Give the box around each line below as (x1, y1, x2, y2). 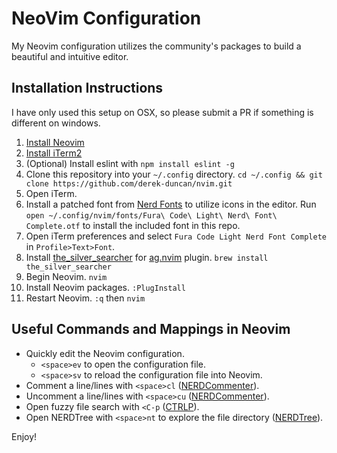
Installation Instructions (11, 80, 164, 97)
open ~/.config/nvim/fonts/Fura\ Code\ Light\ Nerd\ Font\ (25, 210, 278, 221)
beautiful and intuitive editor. (11, 50, 129, 62)
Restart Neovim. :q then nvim (25, 292, 146, 304)
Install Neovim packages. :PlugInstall (25, 281, 186, 293)
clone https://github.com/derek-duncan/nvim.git (25, 178, 233, 189)
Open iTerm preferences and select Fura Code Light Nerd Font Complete (25, 230, 327, 242)
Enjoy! (11, 430, 38, 442)
